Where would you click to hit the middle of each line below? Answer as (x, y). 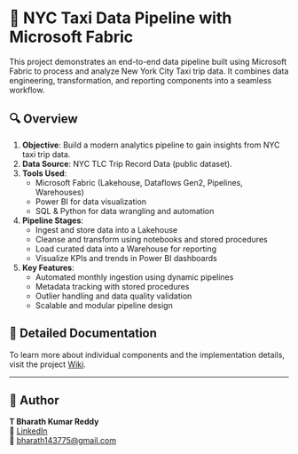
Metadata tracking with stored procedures (112, 286)
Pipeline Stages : (53, 220)
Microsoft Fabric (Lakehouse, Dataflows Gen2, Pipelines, (139, 182)
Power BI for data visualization (91, 201)
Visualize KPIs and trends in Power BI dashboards (126, 258)
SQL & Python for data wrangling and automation (125, 211)
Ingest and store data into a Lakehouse (106, 229)
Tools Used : (44, 173)
